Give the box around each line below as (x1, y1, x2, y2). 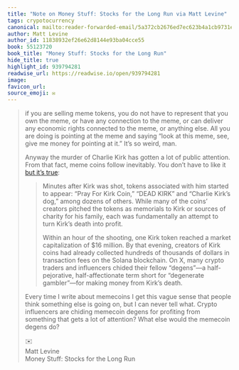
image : (7, 76, 27, 84)
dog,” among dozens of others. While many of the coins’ (42, 197, 208, 206)
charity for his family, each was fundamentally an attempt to (42, 212, 219, 221)
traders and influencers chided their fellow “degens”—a (42, 263, 206, 272)
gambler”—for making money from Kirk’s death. (42, 278, 183, 288)
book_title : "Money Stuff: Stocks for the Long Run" (7, 50, 167, 58)
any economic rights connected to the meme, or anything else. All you (24, 124, 230, 133)
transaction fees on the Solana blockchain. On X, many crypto (42, 256, 224, 265)
